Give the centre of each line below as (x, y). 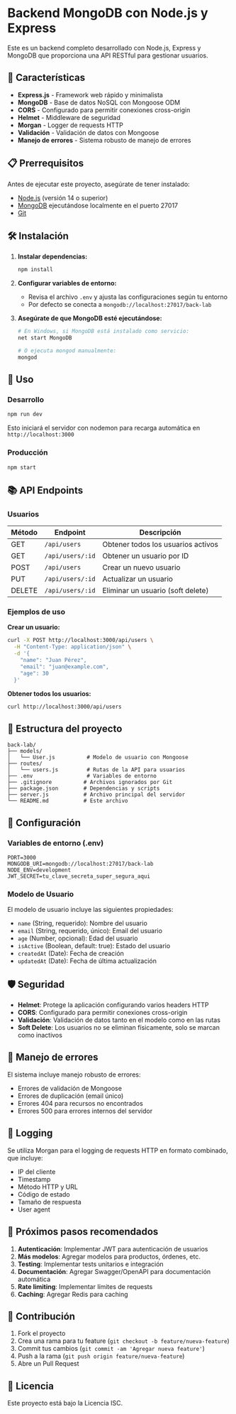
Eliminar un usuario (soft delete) (156, 591)
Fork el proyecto (41, 1334)
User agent (34, 1209)
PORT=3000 (22, 857)
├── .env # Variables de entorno (82, 776)
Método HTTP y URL (47, 1187)
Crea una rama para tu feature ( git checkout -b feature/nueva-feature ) (124, 1341)
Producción (28, 452)
